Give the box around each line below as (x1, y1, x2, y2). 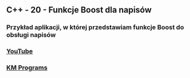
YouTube (6, 47, 33, 55)
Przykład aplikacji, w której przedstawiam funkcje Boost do (6, 23, 184, 32)
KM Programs (6, 63, 48, 72)
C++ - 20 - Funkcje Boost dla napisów (6, 5, 152, 15)
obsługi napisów (6, 30, 56, 39)
